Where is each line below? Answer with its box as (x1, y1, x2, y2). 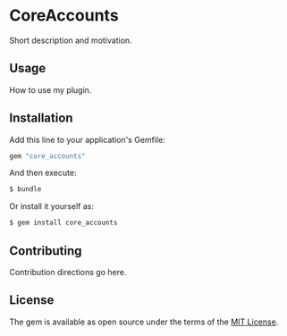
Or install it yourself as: (9, 201, 94, 212)
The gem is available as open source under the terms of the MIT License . (9, 316, 279, 327)
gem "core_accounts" (9, 151, 87, 161)
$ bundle (9, 185, 42, 194)
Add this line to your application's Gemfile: (9, 134, 165, 145)
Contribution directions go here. (9, 267, 127, 277)
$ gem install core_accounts (9, 218, 118, 228)
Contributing (9, 243, 82, 258)
